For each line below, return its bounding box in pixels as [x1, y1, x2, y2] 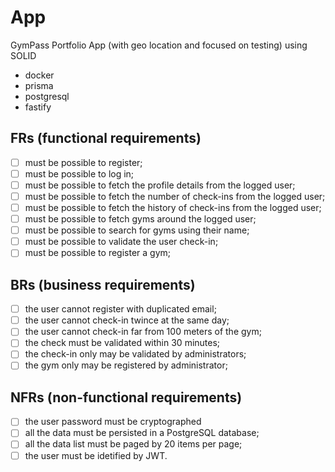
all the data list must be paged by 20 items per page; [24, 438, 243, 450]
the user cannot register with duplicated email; [24, 303, 217, 315]
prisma [24, 79, 54, 91]
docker [24, 69, 55, 81]
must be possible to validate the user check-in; [24, 236, 219, 248]
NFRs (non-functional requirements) [10, 389, 243, 406]
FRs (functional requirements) [10, 130, 202, 147]
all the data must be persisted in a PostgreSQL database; [24, 427, 260, 439]
